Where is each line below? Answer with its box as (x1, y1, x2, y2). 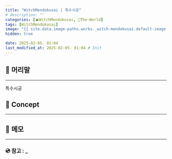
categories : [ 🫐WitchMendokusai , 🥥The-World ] (5, 17, 103, 22)
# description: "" (5, 12, 45, 17)
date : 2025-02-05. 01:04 (5, 41, 58, 46)
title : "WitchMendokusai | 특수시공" (5, 7, 82, 13)
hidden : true (5, 31, 33, 36)
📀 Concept (5, 100, 40, 109)
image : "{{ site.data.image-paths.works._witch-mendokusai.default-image (5, 27, 166, 32)
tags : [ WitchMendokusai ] (5, 22, 58, 27)
